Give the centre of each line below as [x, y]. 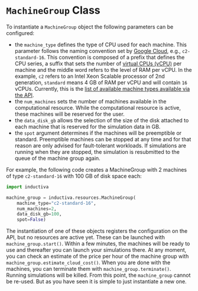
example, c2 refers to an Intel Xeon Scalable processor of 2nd [90, 76]
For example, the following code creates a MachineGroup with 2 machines [97, 169]
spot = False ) [31, 220]
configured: [20, 33]
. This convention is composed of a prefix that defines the [114, 57]
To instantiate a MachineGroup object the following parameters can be [90, 27]
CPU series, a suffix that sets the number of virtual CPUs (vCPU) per [98, 64]
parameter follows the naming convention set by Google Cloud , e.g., [98, 50]
